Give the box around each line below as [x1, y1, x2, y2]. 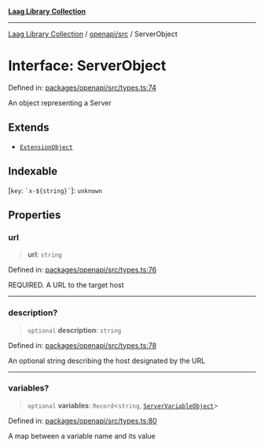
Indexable [8, 165, 58, 178]
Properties [8, 208, 61, 221]
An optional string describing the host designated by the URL [8, 356, 206, 365]
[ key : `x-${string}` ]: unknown [8, 185, 102, 195]
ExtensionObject [19, 143, 73, 151]
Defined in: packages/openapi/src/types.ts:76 [8, 265, 157, 275]
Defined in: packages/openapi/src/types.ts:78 [8, 340, 157, 350]
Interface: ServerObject [8, 57, 167, 75]
